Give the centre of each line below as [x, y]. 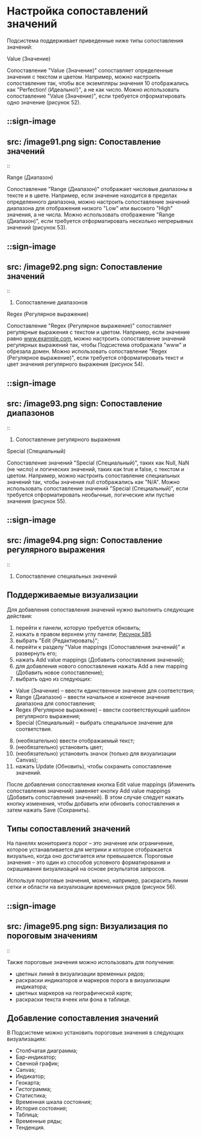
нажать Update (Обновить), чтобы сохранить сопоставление [93, 766]
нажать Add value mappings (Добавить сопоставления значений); [100, 659]
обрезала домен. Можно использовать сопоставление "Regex [87, 351]
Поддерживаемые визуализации [73, 595]
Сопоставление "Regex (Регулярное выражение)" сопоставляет [89, 326]
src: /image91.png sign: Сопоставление [84, 142]
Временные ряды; [39, 1121]
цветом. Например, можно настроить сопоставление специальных [94, 475]
